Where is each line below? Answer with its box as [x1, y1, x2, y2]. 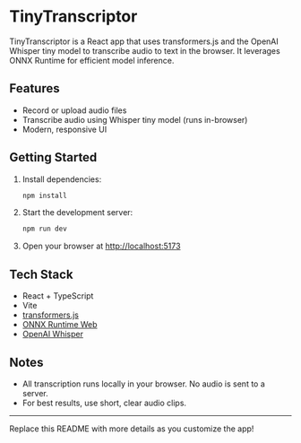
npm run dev [21, 224, 67, 234]
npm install [21, 191, 67, 200]
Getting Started [9, 150, 98, 165]
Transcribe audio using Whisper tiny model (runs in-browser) [21, 114, 248, 125]
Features [9, 81, 60, 96]
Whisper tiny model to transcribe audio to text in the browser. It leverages [9, 45, 280, 56]
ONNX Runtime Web [21, 319, 98, 330]
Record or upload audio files [21, 105, 127, 116]
